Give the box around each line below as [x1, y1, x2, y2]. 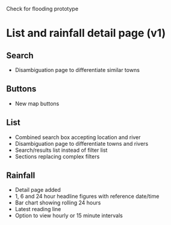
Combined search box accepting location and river [14, 133, 141, 141]
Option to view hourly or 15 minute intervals [14, 212, 123, 220]
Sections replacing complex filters [14, 152, 100, 160]
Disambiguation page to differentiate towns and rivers [14, 140, 149, 147]
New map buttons [14, 100, 60, 107]
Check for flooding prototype [6, 5, 79, 12]
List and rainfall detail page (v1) [6, 27, 166, 40]
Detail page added [14, 186, 61, 194]
